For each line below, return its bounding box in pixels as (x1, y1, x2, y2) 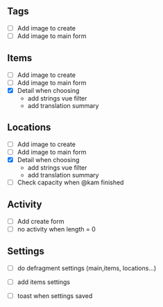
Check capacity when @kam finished (17, 178, 124, 186)
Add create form (17, 217, 65, 225)
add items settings (17, 277, 71, 286)
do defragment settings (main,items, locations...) (17, 263, 157, 272)
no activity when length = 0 (17, 225, 96, 233)
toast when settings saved (17, 291, 93, 300)
